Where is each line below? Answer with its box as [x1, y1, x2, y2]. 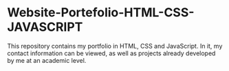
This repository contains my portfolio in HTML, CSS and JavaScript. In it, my [7, 42, 223, 50]
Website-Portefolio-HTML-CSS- [7, 5, 195, 20]
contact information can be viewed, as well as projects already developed [7, 49, 216, 57]
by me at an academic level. [7, 56, 87, 64]
